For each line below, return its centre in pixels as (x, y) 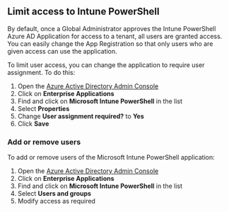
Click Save (33, 124)
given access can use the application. (63, 51)
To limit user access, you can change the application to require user (106, 65)
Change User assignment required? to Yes (81, 116)
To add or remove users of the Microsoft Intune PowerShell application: (111, 158)
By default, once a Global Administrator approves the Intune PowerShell (112, 28)
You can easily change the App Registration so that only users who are (110, 43)
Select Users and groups (54, 194)
